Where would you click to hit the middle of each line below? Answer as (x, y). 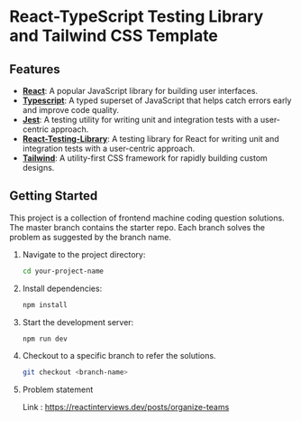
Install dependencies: (62, 288)
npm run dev (45, 339)
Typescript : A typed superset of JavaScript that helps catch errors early (157, 100)
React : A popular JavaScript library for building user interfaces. (140, 91)
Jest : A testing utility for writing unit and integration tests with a (140, 120)
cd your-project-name (63, 271)
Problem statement (58, 389)
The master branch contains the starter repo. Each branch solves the (137, 227)
